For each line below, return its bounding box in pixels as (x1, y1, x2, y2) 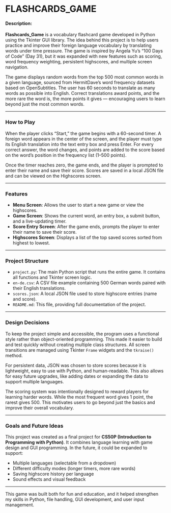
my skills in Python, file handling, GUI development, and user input (5, 496, 145, 502)
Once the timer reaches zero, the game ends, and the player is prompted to (5, 162, 163, 168)
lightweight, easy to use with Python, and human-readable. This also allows (5, 368, 164, 374)
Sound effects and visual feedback (12, 476, 86, 482)
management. (5, 501, 35, 508)
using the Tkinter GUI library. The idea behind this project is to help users (5, 37, 159, 43)
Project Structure (5, 257, 49, 264)
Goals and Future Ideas (5, 422, 64, 429)
